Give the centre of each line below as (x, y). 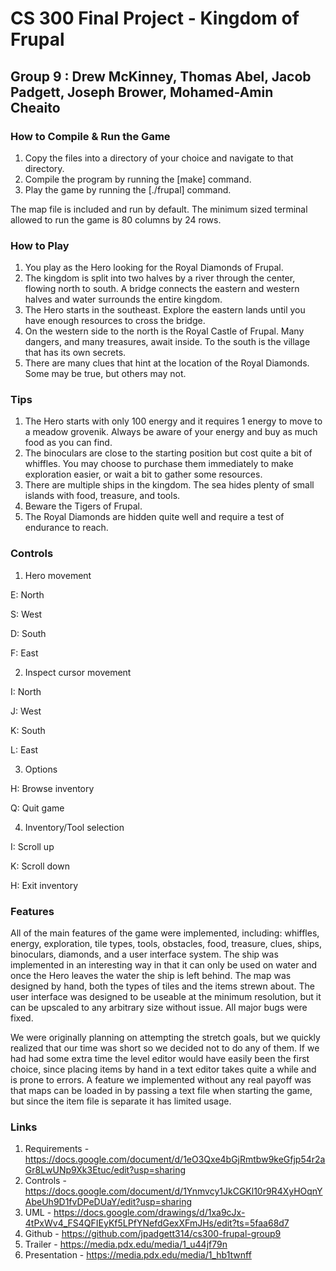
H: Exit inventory (44, 885)
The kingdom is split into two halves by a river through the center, (160, 278)
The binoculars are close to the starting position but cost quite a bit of (168, 453)
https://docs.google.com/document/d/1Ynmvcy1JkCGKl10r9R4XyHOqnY (173, 1191)
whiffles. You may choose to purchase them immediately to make (159, 464)
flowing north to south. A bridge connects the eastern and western (162, 289)
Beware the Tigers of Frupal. (83, 506)
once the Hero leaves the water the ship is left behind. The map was (151, 976)
